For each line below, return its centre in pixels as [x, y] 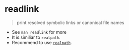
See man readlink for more [39, 32]
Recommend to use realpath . [42, 42]
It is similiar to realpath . [36, 37]
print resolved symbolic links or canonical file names [70, 23]
